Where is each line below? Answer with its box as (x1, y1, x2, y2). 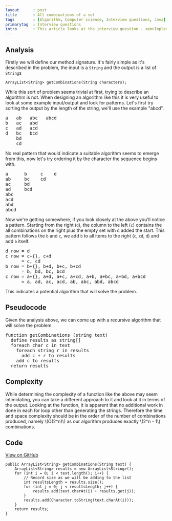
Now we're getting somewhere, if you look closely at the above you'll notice (5, 216, 165, 223)
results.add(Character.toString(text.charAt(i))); (24, 497, 134, 503)
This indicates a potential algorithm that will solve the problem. (5, 288, 137, 294)
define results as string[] (10, 337, 81, 343)
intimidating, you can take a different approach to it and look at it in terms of (5, 396, 165, 402)
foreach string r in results (16, 348, 90, 353)
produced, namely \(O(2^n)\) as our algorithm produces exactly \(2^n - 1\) (5, 418, 161, 424)
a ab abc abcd (5, 115, 57, 121)
